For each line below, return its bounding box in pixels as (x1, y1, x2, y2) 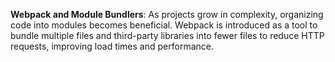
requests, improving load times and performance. (10, 40, 214, 52)
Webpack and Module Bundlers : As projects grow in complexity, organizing (10, 9, 324, 20)
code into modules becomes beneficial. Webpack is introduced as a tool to (10, 19, 318, 31)
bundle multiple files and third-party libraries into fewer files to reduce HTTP (10, 30, 325, 41)
